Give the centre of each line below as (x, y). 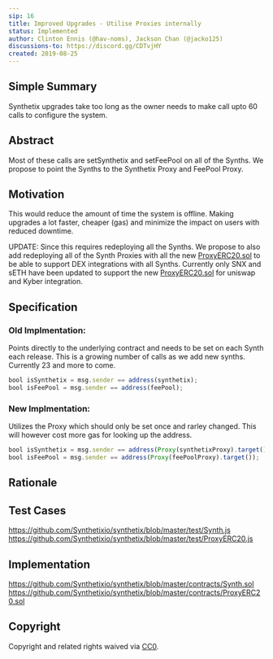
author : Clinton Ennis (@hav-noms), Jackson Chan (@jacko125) (116, 39)
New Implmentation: (50, 408)
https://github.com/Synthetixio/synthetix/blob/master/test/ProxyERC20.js (131, 539)
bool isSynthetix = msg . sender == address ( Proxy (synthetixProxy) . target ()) (139, 450)
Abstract (31, 140)
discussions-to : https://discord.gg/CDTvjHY (85, 46)
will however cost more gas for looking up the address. (100, 435)
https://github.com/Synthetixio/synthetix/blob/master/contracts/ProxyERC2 (134, 592)
